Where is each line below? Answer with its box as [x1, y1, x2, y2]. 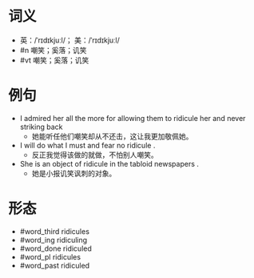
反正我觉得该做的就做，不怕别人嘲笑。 [31, 150, 158, 159]
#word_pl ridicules [19, 252, 81, 261]
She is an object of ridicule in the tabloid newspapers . [19, 159, 200, 168]
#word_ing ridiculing [19, 235, 88, 244]
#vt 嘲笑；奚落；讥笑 [19, 55, 89, 65]
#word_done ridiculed [19, 244, 92, 253]
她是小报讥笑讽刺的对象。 [31, 168, 117, 178]
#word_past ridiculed [19, 260, 90, 270]
